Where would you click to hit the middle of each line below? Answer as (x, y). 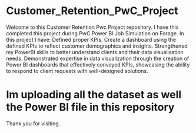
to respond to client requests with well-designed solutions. (77, 71)
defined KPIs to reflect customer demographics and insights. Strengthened (97, 46)
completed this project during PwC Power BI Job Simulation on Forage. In (95, 33)
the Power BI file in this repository (90, 107)
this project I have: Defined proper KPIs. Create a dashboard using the (91, 39)
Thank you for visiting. (33, 123)
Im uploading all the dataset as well (94, 95)
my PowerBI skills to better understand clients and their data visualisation (95, 52)
